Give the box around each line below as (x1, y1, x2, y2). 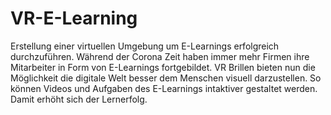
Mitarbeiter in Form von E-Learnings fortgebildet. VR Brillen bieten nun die (10, 61, 316, 73)
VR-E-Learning (10, 7, 138, 30)
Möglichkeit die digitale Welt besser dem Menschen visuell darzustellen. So (10, 72, 322, 84)
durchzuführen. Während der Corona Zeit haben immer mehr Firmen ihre (10, 50, 310, 62)
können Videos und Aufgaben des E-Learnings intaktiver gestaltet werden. (10, 82, 318, 94)
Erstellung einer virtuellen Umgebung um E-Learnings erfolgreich (10, 40, 280, 52)
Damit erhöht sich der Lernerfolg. (10, 93, 148, 105)
